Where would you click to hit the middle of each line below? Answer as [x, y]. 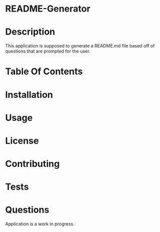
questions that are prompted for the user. [48, 51]
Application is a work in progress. [40, 224]
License [22, 140]
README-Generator [48, 9]
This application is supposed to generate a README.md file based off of [80, 46]
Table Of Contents [44, 72]
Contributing [32, 164]
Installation [29, 95]
